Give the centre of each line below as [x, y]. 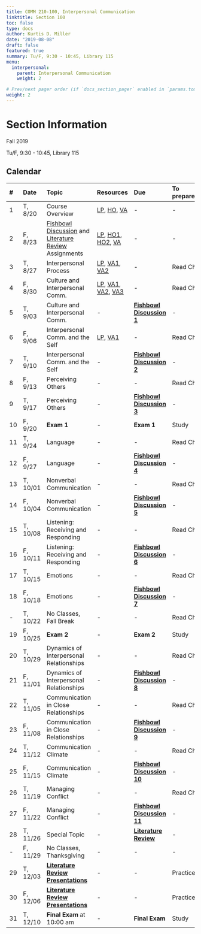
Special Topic [66, 835]
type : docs [20, 28]
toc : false [20, 23]
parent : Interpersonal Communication [64, 73]
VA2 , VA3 [110, 291]
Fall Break [61, 621]
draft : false [22, 46]
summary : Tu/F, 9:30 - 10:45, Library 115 [60, 56]
